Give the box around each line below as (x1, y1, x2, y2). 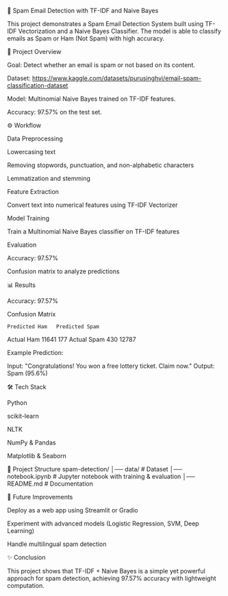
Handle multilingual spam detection (7, 540, 107, 548)
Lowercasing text (7, 148, 56, 156)
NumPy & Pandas (7, 438, 56, 447)
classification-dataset (7, 82, 68, 89)
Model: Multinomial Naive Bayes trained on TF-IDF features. (7, 95, 176, 103)
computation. (7, 582, 45, 589)
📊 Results (7, 281, 36, 289)
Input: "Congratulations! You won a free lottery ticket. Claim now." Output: (7, 362, 215, 370)
